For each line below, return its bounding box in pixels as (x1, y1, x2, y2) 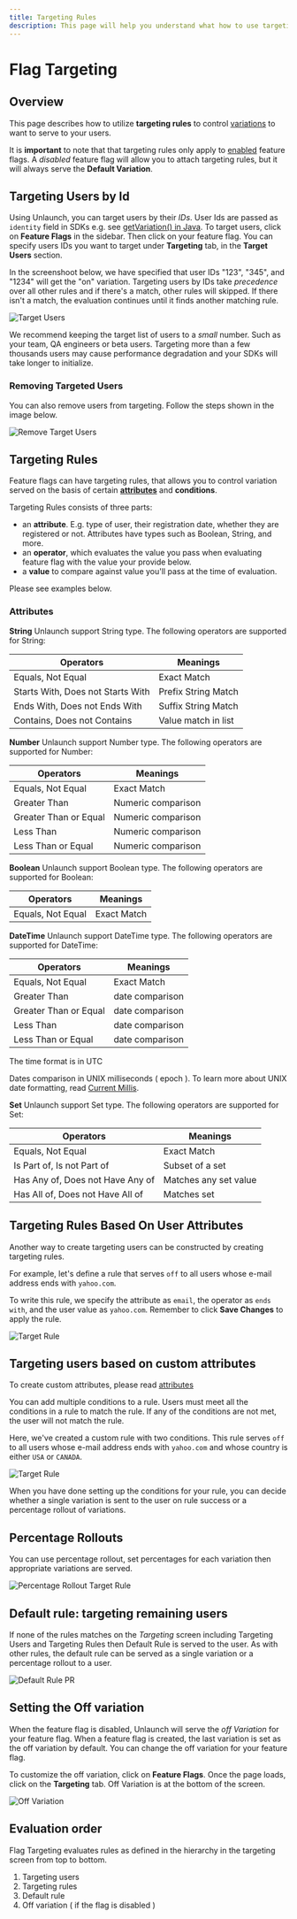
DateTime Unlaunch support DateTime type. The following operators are (9, 930, 273, 940)
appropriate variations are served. (9, 1563, 133, 1574)
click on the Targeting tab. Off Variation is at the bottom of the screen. (9, 1778, 266, 1789)
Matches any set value (163, 1173, 257, 1186)
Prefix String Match (158, 685, 239, 697)
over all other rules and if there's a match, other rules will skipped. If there (9, 286, 278, 296)
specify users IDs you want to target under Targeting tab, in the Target (9, 241, 268, 251)
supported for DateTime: (9, 940, 99, 950)
